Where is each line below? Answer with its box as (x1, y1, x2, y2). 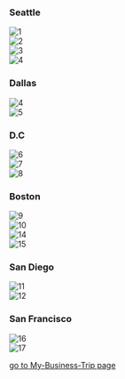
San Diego (9, 261, 55, 273)
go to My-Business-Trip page (9, 359, 116, 370)
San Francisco (9, 313, 73, 326)
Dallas (9, 77, 37, 90)
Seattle (9, 6, 42, 19)
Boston (9, 189, 42, 202)
